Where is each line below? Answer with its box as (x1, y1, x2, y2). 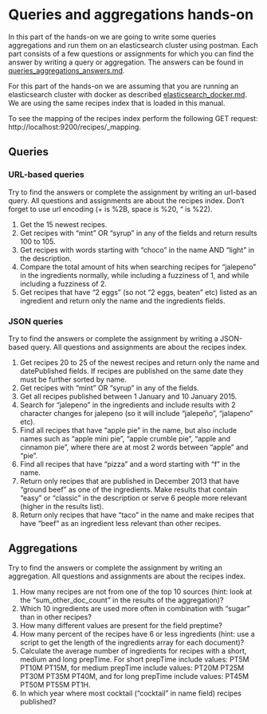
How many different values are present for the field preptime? (19, 620, 223, 630)
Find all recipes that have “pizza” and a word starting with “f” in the (19, 459, 241, 469)
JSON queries (8, 316, 64, 327)
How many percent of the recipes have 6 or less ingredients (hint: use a (19, 629, 255, 638)
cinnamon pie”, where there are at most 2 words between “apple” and (19, 442, 249, 452)
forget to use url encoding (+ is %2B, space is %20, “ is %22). (8, 204, 213, 214)
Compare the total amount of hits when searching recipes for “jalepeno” (19, 261, 257, 272)
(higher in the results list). (19, 501, 104, 511)
